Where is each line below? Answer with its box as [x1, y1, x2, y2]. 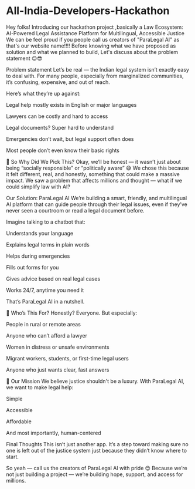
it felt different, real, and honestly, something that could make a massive [6, 170, 180, 177]
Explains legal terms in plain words [6, 241, 90, 248]
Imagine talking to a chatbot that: [6, 218, 86, 225]
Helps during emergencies [6, 252, 70, 259]
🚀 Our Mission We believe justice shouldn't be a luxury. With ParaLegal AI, [6, 377, 184, 385]
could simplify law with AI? [6, 183, 70, 190]
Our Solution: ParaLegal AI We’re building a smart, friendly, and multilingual [6, 194, 187, 201]
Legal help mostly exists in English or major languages [6, 101, 137, 108]
